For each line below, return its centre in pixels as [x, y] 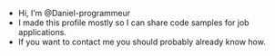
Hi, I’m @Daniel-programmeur [74, 13]
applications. [42, 32]
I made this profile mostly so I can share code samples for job [133, 23]
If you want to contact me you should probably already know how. [142, 42]
